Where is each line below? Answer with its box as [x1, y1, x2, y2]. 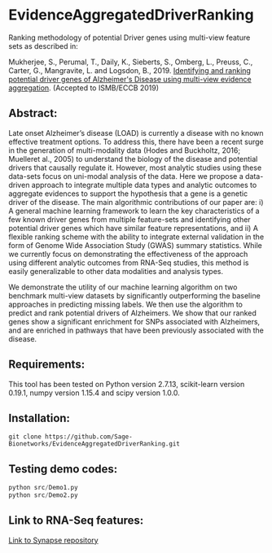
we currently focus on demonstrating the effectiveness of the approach [8, 249, 248, 259]
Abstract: [8, 107, 58, 120]
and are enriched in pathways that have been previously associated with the [8, 325, 265, 335]
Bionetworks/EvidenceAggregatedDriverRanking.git [8, 440, 181, 448]
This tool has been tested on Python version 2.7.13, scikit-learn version [8, 379, 245, 389]
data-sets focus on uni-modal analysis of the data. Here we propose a [8, 171, 244, 181]
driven [8, 180, 30, 189]
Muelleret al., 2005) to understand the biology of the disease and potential [8, 154, 258, 163]
